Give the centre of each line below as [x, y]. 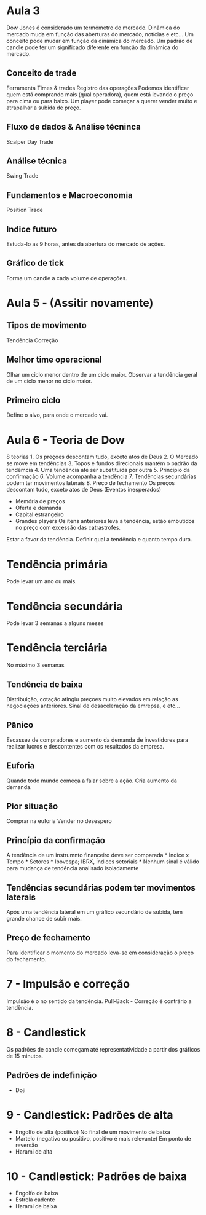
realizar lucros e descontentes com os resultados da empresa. [85, 746]
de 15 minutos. [25, 1056]
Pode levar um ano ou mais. [42, 581]
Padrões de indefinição [52, 1075]
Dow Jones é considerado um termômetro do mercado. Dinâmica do [93, 28]
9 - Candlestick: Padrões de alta [90, 1115]
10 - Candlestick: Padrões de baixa [97, 1176]
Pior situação [32, 807]
